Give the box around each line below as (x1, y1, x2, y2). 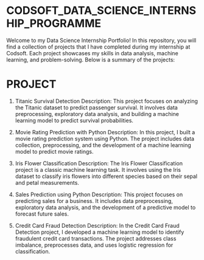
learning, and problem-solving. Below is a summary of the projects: (6, 56, 175, 63)
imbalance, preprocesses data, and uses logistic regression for (15, 241, 174, 248)
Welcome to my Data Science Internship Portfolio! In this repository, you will (6, 36, 197, 44)
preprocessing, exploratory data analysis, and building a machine (15, 110, 180, 117)
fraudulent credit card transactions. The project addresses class (15, 234, 177, 242)
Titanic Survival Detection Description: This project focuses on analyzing (15, 97, 198, 104)
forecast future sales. (15, 210, 69, 217)
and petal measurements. (15, 179, 79, 186)
